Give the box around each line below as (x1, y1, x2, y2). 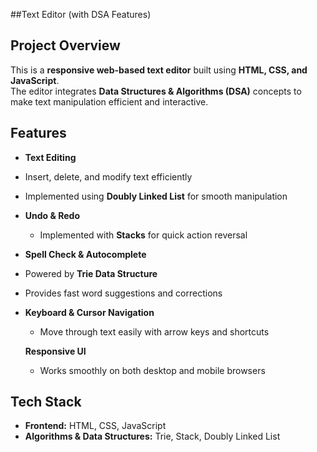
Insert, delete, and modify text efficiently (24, 170, 193, 183)
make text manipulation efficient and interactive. (10, 95, 209, 108)
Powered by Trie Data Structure (24, 267, 158, 279)
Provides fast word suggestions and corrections (24, 287, 223, 299)
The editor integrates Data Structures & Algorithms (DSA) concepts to (10, 85, 302, 97)
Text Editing (24, 151, 77, 163)
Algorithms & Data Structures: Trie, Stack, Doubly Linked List (24, 430, 281, 443)
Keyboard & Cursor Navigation (24, 306, 155, 318)
